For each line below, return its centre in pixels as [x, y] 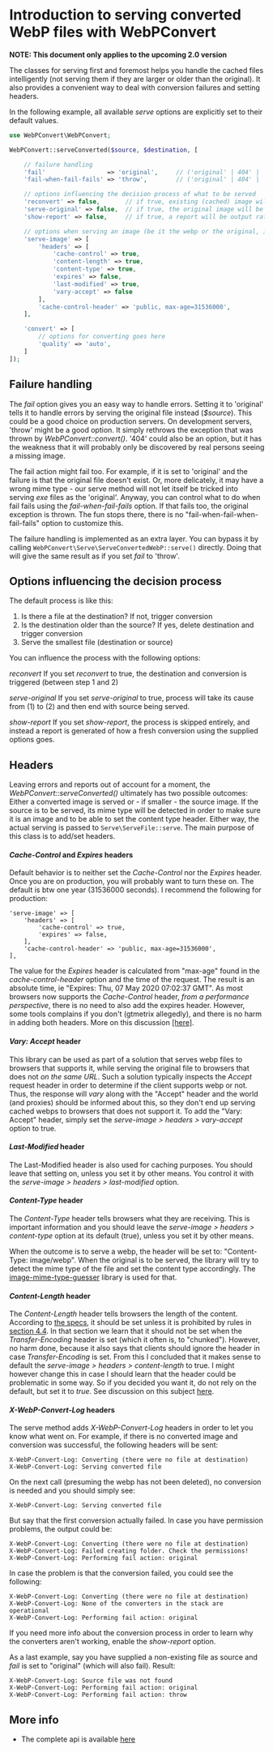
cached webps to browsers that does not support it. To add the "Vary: [126, 1111]
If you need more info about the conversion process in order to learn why [131, 1633]
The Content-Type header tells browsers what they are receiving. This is [130, 1218]
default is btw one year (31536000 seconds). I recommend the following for [135, 890]
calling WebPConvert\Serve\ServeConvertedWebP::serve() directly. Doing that [135, 547]
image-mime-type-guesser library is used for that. [93, 1277]
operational [29, 1611]
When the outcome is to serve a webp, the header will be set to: [116, 1251]
